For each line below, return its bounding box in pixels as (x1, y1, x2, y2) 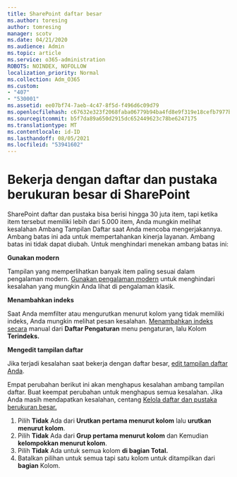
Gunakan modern (7, 254, 60, 262)
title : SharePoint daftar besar (7, 10, 102, 18)
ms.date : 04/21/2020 (7, 37, 68, 44)
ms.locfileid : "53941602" (7, 142, 83, 149)
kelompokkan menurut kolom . (17, 439, 107, 447)
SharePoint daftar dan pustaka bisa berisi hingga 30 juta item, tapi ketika (7, 210, 219, 218)
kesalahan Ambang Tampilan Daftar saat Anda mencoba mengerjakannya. (7, 225, 222, 233)
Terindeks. (7, 332, 40, 340)
